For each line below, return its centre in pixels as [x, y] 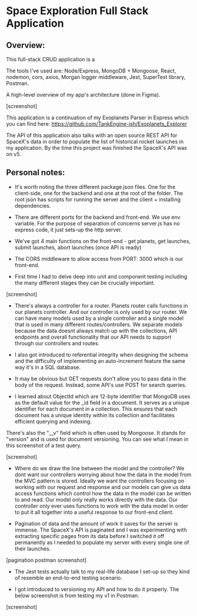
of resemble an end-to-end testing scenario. [68, 578]
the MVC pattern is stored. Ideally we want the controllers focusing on [99, 481]
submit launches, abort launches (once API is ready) [78, 247]
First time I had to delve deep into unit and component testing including [101, 276]
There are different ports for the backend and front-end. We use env [97, 217]
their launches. [33, 548]
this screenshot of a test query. [44, 445]
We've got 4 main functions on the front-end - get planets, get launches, [103, 241]
